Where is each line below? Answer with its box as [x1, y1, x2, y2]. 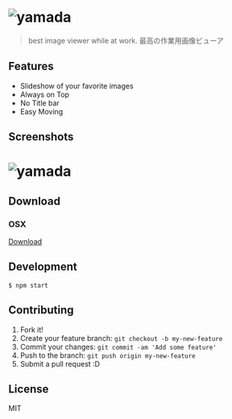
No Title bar [19, 97, 60, 108]
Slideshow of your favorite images [19, 81, 135, 90]
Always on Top [19, 89, 70, 99]
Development [8, 260, 78, 274]
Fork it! [19, 325, 44, 334]
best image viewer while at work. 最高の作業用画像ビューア [27, 35, 224, 45]
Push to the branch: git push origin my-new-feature [19, 351, 196, 360]
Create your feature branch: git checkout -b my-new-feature [19, 333, 223, 342]
